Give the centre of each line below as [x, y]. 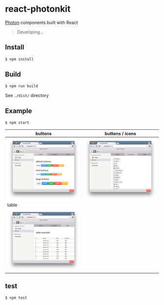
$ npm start [17, 123]
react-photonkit [38, 9]
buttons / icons [121, 133]
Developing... [30, 32]
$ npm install [20, 59]
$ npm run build [21, 86]
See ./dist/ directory [27, 96]
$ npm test [16, 298]
